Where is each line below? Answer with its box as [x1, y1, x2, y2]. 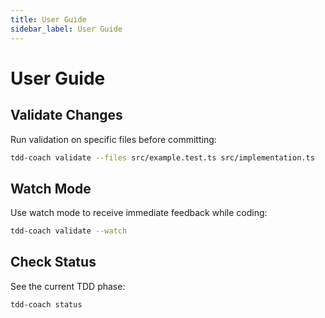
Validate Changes [10, 107, 123, 124]
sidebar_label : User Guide [10, 24, 123, 34]
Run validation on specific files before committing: [10, 133, 217, 145]
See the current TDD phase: [10, 280, 126, 292]
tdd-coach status [10, 299, 83, 310]
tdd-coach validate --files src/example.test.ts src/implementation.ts [10, 152, 315, 163]
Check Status [10, 254, 97, 271]
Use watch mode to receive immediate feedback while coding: [10, 207, 268, 219]
